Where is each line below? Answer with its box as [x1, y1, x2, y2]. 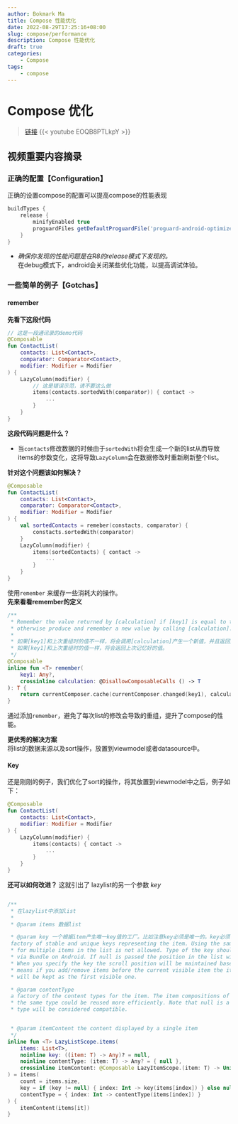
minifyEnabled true [33, 218, 91, 225]
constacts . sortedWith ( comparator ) [33, 528, 135, 535]
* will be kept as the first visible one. [10, 973, 138, 980]
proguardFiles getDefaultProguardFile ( [33, 225, 151, 232]
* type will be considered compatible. [10, 1006, 129, 1013]
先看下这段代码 [7, 315, 51, 323]
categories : [7, 50, 42, 58]
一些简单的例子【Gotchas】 [7, 280, 103, 290]
